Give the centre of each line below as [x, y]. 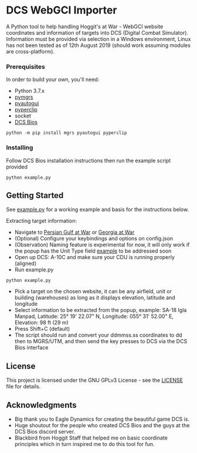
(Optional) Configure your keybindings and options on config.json [94, 239]
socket [23, 116]
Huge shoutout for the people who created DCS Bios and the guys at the [102, 425]
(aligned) [26, 264]
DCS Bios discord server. [45, 431]
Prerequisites [26, 66]
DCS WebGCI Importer [62, 10]
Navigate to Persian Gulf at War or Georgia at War [74, 232]
